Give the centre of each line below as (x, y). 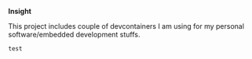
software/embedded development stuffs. (74, 35)
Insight (20, 11)
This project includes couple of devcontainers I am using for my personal (126, 26)
